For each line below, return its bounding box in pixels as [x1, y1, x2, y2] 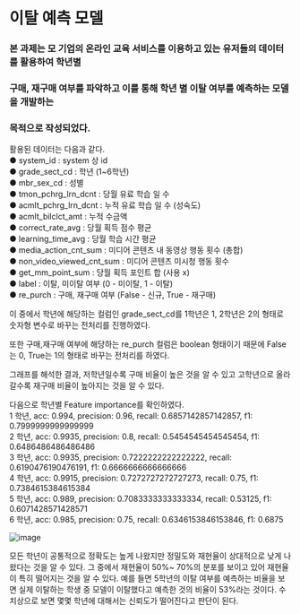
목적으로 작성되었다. [9, 122, 91, 134]
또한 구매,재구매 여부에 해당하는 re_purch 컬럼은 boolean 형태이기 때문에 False [9, 339, 287, 350]
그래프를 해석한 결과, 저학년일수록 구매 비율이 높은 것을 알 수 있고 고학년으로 [9, 369, 275, 380]
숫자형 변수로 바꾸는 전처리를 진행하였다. [9, 320, 150, 331]
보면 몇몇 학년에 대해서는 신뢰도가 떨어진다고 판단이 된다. [39, 595, 239, 606]
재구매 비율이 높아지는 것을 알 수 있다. [32, 380, 165, 391]
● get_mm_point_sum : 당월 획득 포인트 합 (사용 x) [9, 267, 191, 278]
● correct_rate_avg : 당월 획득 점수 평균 [9, 222, 152, 233]
